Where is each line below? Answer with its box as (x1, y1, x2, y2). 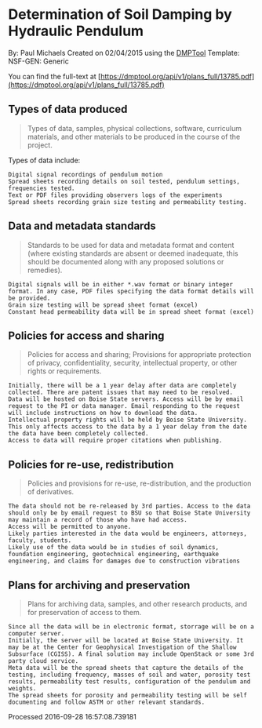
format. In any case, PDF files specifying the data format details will (8, 287, 255, 295)
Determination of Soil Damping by (8, 5, 233, 24)
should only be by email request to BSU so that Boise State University (8, 509, 251, 517)
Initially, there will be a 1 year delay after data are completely (8, 382, 237, 390)
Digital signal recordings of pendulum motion (8, 170, 163, 178)
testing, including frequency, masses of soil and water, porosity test (8, 671, 251, 679)
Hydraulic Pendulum (8, 22, 144, 40)
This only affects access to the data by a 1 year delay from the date (8, 423, 247, 431)
